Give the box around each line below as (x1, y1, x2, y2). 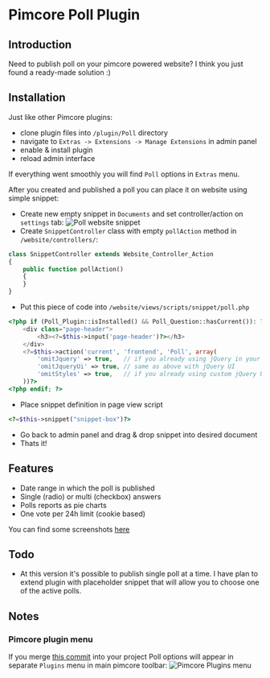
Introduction (8, 38, 72, 52)
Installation (8, 91, 66, 105)
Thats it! (19, 438, 47, 448)
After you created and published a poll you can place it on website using (8, 184, 247, 194)
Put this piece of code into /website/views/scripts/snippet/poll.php (19, 302, 250, 312)
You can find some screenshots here (8, 524, 130, 534)
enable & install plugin (19, 145, 93, 155)
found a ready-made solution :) (8, 68, 111, 77)
